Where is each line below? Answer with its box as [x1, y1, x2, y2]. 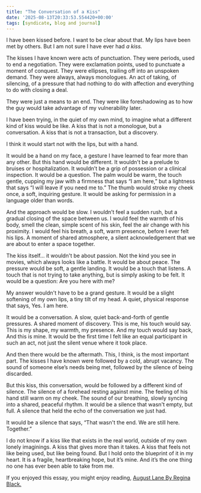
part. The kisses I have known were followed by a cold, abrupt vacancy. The [6, 357, 194, 364]
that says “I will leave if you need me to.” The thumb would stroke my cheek [6, 184, 194, 191]
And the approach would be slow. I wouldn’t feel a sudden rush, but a [6, 209, 178, 216]
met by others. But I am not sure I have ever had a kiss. [6, 43, 143, 50]
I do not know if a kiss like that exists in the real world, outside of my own [6, 437, 187, 444]
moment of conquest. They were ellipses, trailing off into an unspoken [6, 67, 179, 75]
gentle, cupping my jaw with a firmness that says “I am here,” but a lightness [6, 178, 196, 185]
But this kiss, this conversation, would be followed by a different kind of [6, 382, 183, 389]
